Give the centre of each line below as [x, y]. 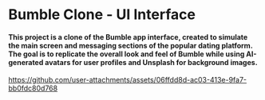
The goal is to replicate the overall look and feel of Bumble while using [127, 54]
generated [26, 62]
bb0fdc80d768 [33, 88]
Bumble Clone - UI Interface [102, 15]
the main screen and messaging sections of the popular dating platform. [131, 45]
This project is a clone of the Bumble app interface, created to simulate [128, 37]
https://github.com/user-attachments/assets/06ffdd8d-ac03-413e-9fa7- [128, 80]
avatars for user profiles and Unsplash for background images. [151, 62]
